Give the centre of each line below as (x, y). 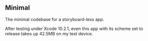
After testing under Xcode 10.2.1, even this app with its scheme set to (74, 29)
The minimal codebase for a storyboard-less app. (55, 19)
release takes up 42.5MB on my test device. (49, 33)
